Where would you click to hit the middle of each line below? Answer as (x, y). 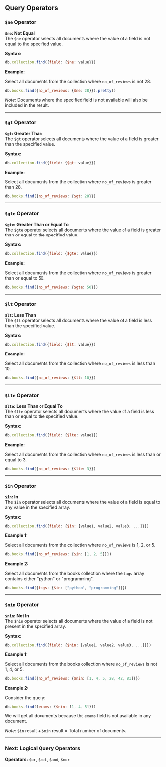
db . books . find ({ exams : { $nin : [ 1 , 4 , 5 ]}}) (51, 707)
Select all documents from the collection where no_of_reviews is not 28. (78, 81)
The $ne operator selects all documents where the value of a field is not (78, 38)
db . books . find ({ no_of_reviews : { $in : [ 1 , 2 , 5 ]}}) (58, 554)
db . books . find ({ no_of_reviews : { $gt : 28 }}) (51, 196)
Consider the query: (25, 697)
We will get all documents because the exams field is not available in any (78, 716)
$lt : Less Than (21, 315)
